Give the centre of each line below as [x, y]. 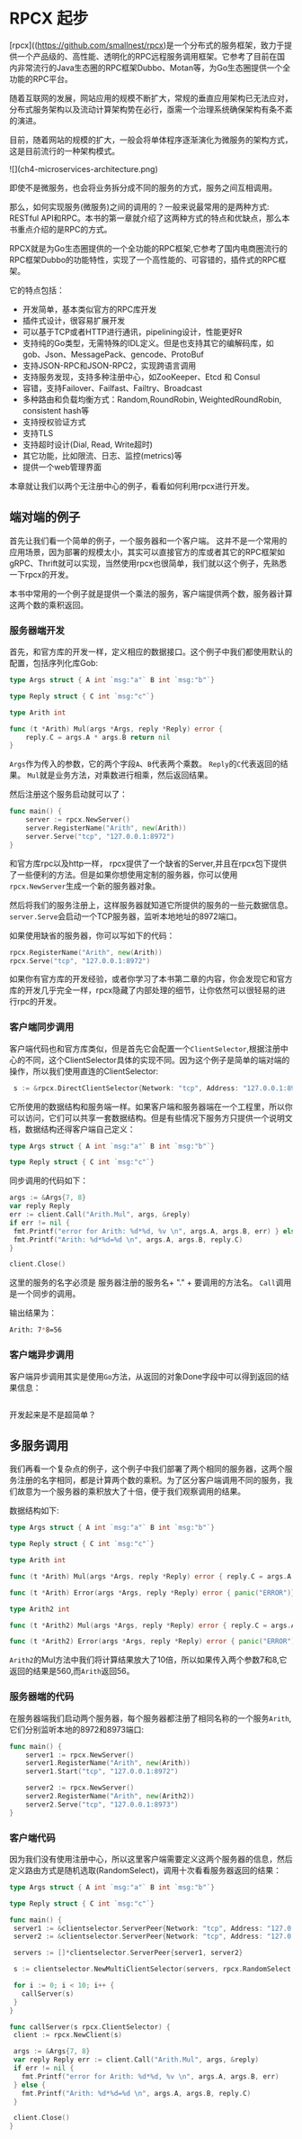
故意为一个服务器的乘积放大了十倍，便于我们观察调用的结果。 [131, 1491]
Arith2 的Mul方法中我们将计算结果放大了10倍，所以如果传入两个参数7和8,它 [148, 1660]
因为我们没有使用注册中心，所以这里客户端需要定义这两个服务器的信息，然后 [151, 1859]
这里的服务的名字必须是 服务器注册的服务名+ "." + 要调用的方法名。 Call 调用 [151, 1283]
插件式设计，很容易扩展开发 [74, 320]
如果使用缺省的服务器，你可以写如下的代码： [92, 935]
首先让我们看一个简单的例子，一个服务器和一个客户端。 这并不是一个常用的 [148, 541]
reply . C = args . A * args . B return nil [98, 737]
